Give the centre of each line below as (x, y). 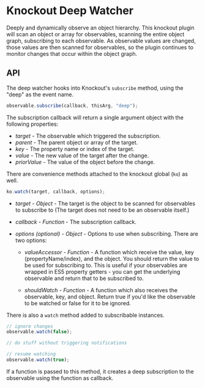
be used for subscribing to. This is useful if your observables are (106, 265)
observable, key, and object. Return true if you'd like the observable (110, 297)
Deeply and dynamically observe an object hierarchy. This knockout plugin (100, 28)
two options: (31, 240)
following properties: (32, 124)
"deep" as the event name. (40, 94)
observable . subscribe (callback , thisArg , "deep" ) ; (72, 106)
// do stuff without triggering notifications (67, 343)
